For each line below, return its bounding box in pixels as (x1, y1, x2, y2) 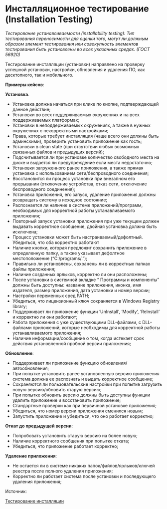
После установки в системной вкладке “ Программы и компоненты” (12, 277, 160, 283)
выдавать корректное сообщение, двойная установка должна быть (12, 223, 157, 229)
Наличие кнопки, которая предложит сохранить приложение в (12, 244, 147, 250)
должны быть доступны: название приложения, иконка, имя (12, 282, 142, 288)
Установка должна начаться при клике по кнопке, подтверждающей (12, 101, 159, 107)
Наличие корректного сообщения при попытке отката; (12, 438, 130, 444)
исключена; (12, 228, 38, 234)
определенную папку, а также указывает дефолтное (12, 250, 125, 256)
